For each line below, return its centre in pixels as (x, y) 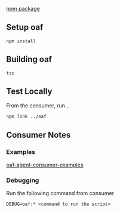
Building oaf (29, 59)
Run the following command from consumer (60, 193)
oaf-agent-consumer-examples (45, 165)
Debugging (23, 180)
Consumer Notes (39, 135)
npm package (23, 9)
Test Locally (29, 92)
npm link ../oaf (26, 117)
